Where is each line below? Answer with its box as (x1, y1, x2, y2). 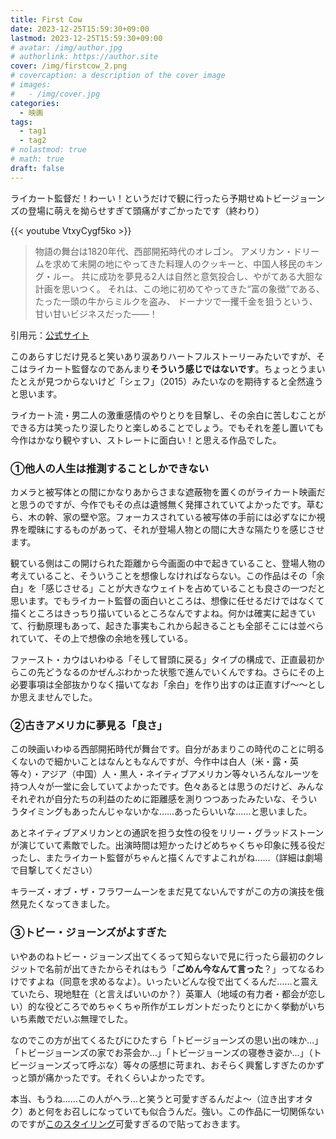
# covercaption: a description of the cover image (10, 71, 226, 81)
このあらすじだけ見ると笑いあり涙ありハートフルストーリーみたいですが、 (10, 350, 317, 362)
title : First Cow (10, 14, 83, 25)
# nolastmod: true (10, 145, 87, 155)
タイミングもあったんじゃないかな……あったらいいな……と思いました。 (18, 806, 313, 818)
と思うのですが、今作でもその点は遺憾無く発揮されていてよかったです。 (10, 498, 307, 510)
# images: (10, 80, 52, 90)
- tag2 (19, 136, 47, 146)
